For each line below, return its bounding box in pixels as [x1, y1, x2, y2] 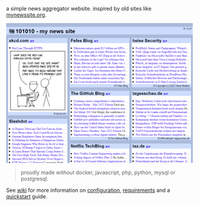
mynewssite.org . [6, 11, 47, 18]
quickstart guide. [6, 193, 47, 200]
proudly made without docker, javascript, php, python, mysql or [20, 169, 176, 176]
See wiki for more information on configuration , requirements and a [6, 186, 171, 194]
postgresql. [20, 175, 49, 182]
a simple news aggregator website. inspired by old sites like [6, 5, 152, 12]
